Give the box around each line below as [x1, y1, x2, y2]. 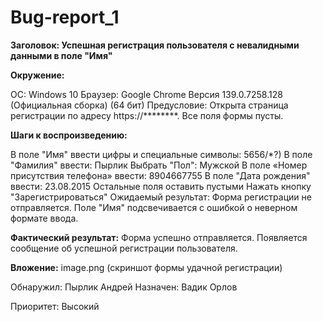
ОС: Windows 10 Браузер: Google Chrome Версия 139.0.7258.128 [10, 88, 283, 100]
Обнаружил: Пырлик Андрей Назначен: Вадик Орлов [10, 281, 238, 293]
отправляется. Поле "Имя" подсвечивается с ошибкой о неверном [10, 201, 298, 213]
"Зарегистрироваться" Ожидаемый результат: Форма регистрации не [10, 191, 312, 203]
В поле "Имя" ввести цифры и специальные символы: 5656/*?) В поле [10, 148, 313, 160]
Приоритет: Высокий [10, 300, 100, 312]
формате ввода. [10, 212, 79, 224]
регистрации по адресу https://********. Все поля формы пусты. [10, 109, 284, 121]
